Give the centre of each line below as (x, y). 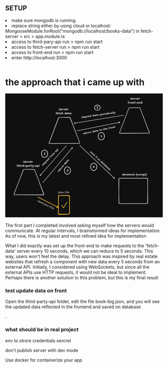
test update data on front (36, 290)
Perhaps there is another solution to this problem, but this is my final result (82, 277)
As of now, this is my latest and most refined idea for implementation (76, 236)
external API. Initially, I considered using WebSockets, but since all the (77, 267)
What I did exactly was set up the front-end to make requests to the (75, 246)
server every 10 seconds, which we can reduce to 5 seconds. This (85, 251)
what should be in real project (42, 329)
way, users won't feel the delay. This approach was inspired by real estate (81, 256)
